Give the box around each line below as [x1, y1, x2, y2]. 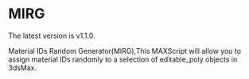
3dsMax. [8, 62, 37, 72]
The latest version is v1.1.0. [8, 31, 95, 40]
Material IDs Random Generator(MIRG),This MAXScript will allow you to [8, 46, 241, 55]
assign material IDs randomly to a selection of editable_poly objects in [8, 55, 238, 64]
